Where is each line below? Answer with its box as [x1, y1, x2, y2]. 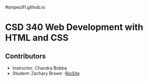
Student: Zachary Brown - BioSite [12, 71, 80, 76]
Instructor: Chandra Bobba [12, 65, 67, 71]
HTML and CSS [5, 32, 69, 44]
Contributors [5, 52, 46, 60]
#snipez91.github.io [5, 4, 46, 10]
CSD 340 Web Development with [5, 22, 144, 33]
